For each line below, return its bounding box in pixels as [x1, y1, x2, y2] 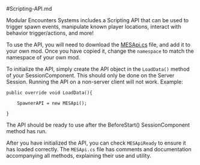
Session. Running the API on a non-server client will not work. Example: [6, 78, 183, 85]
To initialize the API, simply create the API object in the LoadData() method [6, 65, 190, 73]
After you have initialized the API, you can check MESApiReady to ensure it [6, 139, 186, 146]
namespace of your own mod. [6, 54, 80, 61]
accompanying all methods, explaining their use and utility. [6, 152, 151, 159]
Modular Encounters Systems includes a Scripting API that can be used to [6, 17, 189, 23]
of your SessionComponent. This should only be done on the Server [6, 72, 175, 79]
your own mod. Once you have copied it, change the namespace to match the [6, 47, 194, 55]
